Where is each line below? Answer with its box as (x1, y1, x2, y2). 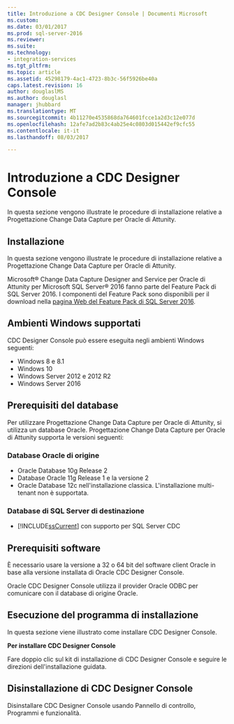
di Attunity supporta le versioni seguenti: (7, 433, 124, 441)
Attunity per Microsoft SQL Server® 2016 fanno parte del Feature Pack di (7, 282, 217, 291)
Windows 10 (17, 364, 53, 372)
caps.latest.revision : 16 (7, 82, 82, 89)
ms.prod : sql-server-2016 (7, 29, 82, 37)
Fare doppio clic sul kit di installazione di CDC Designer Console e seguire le (7, 655, 227, 663)
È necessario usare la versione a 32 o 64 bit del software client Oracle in (7, 560, 217, 570)
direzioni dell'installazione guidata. (7, 662, 107, 671)
